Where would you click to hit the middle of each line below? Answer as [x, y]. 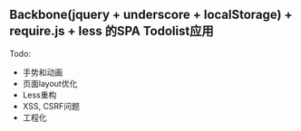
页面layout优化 [50, 83]
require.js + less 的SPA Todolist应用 [112, 31]
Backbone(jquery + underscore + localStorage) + [151, 15]
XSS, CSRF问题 [51, 106]
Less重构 [39, 95]
